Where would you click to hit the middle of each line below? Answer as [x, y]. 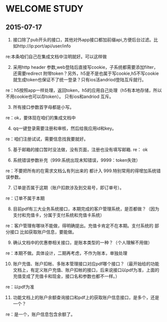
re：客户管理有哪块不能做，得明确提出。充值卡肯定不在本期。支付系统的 [80, 226]
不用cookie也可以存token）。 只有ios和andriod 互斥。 [60, 96]
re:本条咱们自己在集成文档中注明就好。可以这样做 [56, 56]
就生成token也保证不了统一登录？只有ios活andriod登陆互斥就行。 [80, 80]
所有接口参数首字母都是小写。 [43, 107]
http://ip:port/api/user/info [44, 46]
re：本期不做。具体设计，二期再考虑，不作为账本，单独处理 [67, 253]
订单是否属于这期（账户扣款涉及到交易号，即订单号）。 [68, 187]
